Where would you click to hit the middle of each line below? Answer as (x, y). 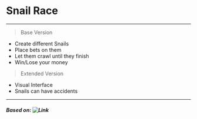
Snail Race (32, 11)
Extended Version (42, 73)
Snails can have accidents (46, 91)
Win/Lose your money (41, 62)
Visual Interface (33, 85)
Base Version (36, 32)
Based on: (19, 110)
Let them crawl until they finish (52, 56)
